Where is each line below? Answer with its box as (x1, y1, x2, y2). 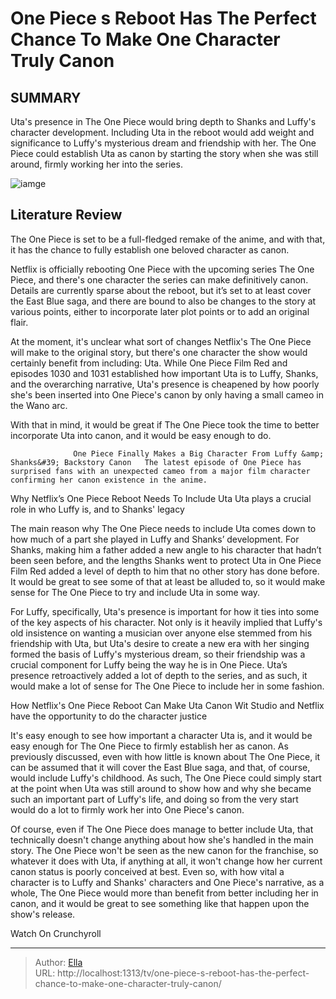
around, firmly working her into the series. (10, 158, 183, 170)
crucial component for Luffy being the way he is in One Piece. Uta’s (10, 658, 288, 671)
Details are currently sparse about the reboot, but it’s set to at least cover (10, 284, 312, 296)
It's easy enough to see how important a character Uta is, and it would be (10, 729, 313, 741)
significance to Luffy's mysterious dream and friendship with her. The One (10, 137, 317, 149)
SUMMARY (10, 89, 82, 106)
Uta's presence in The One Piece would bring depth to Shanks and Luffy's (10, 116, 317, 127)
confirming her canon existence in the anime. (10, 475, 208, 485)
